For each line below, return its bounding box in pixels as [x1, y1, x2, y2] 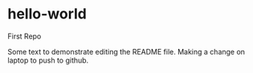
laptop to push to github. [7, 55, 89, 65]
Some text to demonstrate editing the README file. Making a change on [7, 47, 246, 56]
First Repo [7, 31, 42, 41]
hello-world [7, 5, 88, 23]
